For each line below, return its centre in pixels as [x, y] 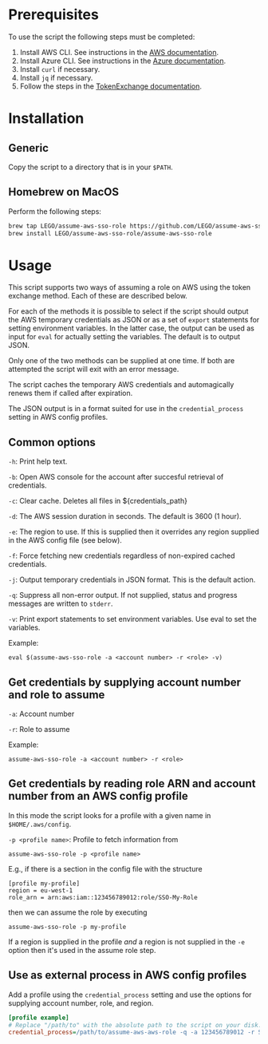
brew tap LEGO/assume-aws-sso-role [67, 226]
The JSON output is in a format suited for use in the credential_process [126, 409]
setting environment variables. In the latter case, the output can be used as [132, 328]
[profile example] [39, 1018]
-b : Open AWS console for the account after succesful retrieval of [116, 477]
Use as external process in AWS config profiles [128, 975]
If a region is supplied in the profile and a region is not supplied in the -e [127, 941]
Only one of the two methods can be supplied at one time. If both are [122, 361]
